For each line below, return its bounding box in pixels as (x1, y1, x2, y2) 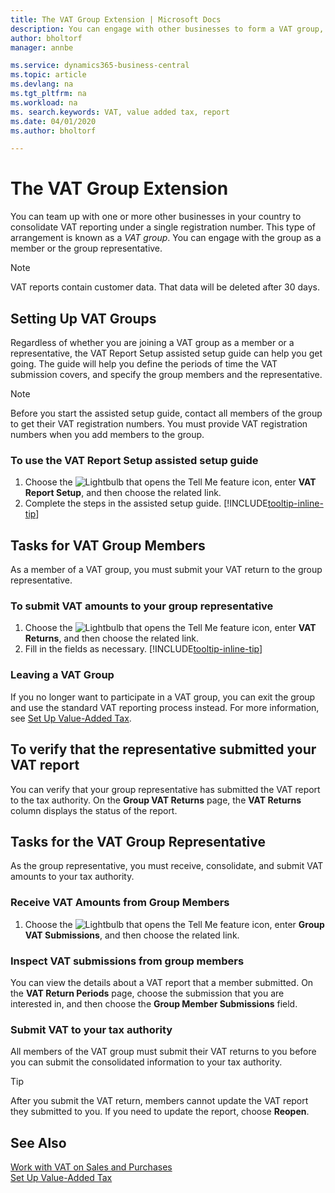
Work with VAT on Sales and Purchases (10, 1161, 173, 1173)
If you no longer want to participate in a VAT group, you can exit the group (10, 691, 316, 703)
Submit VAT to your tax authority (10, 1022, 173, 1036)
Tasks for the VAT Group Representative (10, 833, 267, 850)
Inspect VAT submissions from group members (10, 954, 245, 968)
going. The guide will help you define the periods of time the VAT (10, 358, 278, 370)
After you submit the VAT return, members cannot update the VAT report (10, 1095, 309, 1107)
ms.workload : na (10, 97, 78, 108)
